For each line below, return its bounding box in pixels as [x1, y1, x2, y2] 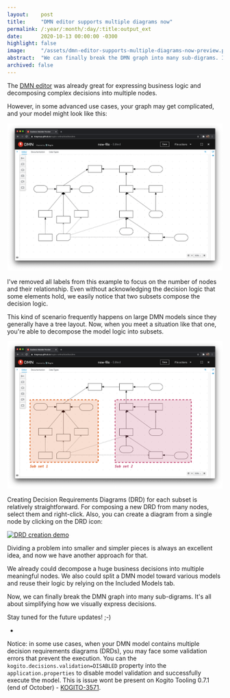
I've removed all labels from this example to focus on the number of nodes [7, 277, 217, 286]
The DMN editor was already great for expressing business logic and [7, 81, 201, 89]
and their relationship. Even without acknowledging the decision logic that [7, 285, 216, 293]
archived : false [7, 62, 53, 69]
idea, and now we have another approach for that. [7, 551, 149, 559]
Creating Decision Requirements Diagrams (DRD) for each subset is [7, 495, 197, 504]
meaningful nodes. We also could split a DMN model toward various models [7, 572, 221, 580]
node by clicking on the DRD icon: [7, 517, 103, 525]
